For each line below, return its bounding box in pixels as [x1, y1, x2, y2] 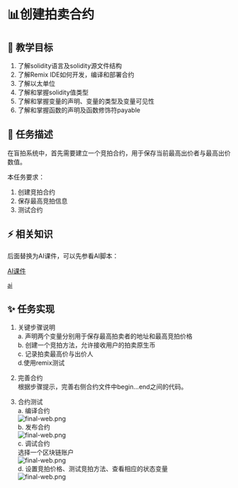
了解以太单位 [17, 79, 55, 87]
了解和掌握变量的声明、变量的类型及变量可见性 [17, 97, 154, 105]
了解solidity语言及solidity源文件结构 [17, 62, 123, 70]
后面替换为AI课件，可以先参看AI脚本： [7, 251, 119, 260]
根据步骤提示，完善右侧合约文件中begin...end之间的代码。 [17, 382, 188, 391]
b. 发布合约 [17, 423, 51, 431]
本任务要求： [7, 172, 45, 181]
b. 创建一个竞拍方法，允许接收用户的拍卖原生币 [17, 341, 156, 350]
